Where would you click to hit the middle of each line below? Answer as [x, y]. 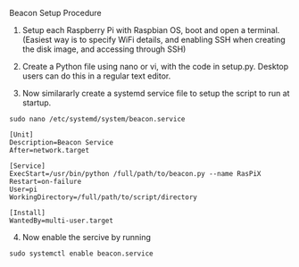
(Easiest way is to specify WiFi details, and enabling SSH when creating [154, 40]
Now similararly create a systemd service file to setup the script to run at [156, 93]
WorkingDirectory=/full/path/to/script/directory [104, 197]
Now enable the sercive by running [87, 237]
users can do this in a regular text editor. [96, 76]
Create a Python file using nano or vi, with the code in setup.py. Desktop [155, 67]
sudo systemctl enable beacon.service [81, 254]
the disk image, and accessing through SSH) [104, 49]
